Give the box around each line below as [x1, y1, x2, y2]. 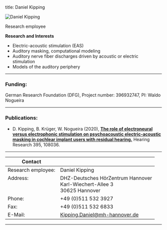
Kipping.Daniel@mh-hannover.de [60, 211, 139, 218]
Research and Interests [5, 33, 54, 39]
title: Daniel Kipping [5, 4, 45, 10]
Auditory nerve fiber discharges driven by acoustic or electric [12, 53, 139, 59]
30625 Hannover [60, 187, 101, 194]
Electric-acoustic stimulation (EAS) [12, 43, 84, 49]
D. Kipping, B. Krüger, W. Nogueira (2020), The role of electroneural [12, 126, 153, 132]
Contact [21, 158, 41, 165]
